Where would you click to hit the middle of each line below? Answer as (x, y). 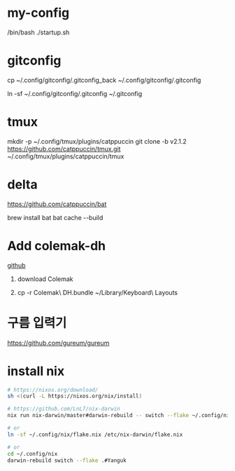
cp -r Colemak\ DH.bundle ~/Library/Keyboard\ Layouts (98, 292)
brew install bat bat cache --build (55, 217)
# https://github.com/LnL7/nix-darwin (64, 409)
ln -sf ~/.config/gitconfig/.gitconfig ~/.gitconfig (75, 93)
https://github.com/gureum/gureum (58, 343)
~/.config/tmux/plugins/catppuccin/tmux (66, 156)
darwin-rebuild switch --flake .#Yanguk (67, 460)
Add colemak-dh (57, 246)
